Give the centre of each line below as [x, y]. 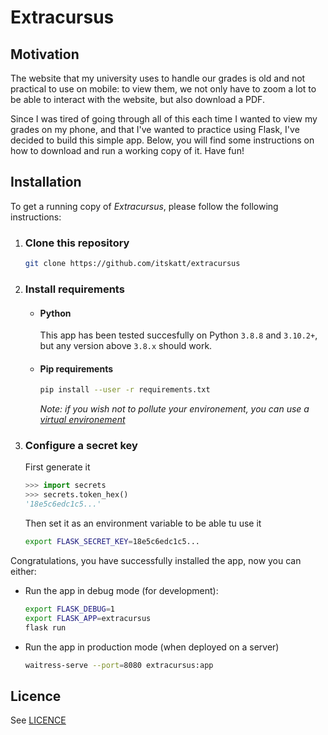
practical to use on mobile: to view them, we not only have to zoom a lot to [163, 89]
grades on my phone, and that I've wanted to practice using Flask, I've [155, 129]
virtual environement [82, 420]
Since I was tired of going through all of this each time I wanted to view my [164, 119]
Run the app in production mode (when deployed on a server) [152, 647]
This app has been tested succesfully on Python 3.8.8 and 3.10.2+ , [178, 335]
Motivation [45, 54]
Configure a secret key [81, 446]
